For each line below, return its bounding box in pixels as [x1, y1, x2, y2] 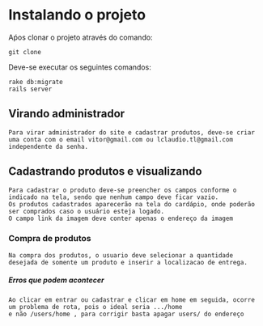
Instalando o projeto [8, 6, 146, 24]
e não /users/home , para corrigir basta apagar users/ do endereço [8, 310, 244, 318]
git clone [8, 48, 42, 56]
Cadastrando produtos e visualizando [8, 164, 202, 179]
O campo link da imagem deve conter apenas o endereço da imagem [8, 214, 233, 222]
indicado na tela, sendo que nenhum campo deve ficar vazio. [8, 193, 219, 201]
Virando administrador [8, 107, 125, 121]
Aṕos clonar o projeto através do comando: [8, 32, 153, 42]
